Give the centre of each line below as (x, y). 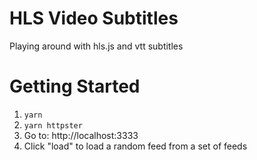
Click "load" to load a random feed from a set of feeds (135, 146)
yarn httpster (53, 125)
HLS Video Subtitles (94, 18)
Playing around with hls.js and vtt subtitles (96, 46)
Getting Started (75, 86)
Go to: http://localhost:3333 (81, 135)
